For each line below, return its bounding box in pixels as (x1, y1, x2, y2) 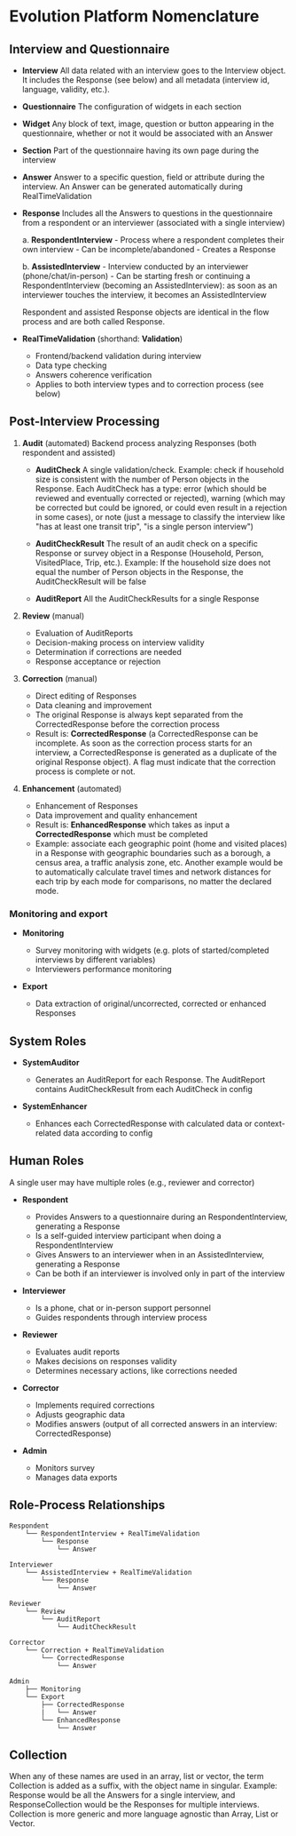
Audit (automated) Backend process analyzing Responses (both (21, 437, 257, 448)
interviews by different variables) (35, 954, 156, 965)
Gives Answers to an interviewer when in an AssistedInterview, (35, 1249, 265, 1259)
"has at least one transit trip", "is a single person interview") (35, 521, 254, 531)
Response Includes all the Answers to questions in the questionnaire (21, 208, 273, 219)
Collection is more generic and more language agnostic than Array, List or (9, 1808, 279, 1819)
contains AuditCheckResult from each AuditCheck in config (35, 1083, 253, 1094)
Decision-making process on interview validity (35, 637, 206, 648)
